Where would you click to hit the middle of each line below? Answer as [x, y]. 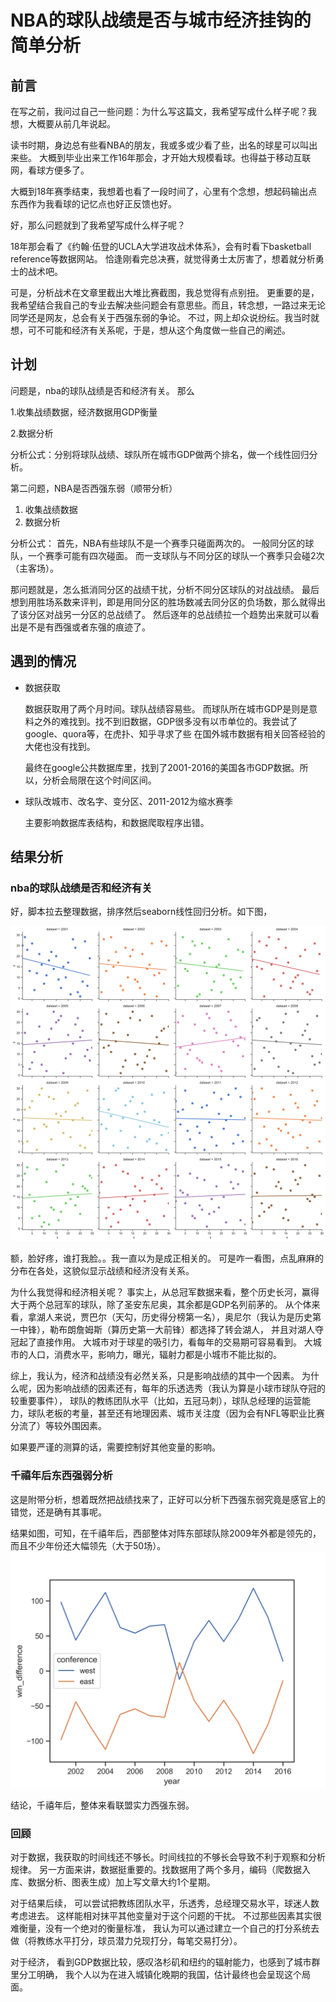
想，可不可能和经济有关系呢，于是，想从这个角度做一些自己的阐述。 [150, 330]
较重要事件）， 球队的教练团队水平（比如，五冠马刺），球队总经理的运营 [156, 1401]
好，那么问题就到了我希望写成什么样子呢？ [98, 225]
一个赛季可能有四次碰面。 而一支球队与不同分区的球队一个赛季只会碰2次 [176, 555]
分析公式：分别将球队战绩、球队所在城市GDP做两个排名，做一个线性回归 [160, 454]
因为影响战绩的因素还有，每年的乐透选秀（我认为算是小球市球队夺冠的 [181, 1388]
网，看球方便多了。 [50, 170]
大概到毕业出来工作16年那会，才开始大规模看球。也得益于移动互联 [175, 157]
